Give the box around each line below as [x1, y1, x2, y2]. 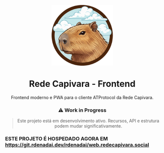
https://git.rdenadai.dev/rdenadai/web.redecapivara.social [5, 141, 149, 148]
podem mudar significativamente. [54, 123, 122, 129]
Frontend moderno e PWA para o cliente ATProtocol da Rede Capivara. [11, 94, 154, 100]
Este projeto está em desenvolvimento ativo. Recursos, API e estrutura [17, 118, 160, 124]
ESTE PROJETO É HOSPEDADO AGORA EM [5, 135, 108, 142]
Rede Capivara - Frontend [29, 78, 136, 89]
